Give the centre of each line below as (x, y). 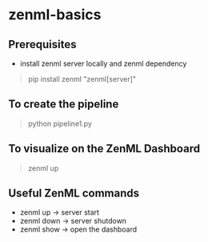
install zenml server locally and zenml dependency (103, 63)
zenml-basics (55, 15)
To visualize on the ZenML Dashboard (104, 149)
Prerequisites (42, 44)
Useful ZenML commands (74, 194)
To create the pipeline (64, 105)
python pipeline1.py (60, 123)
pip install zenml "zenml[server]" (82, 79)
